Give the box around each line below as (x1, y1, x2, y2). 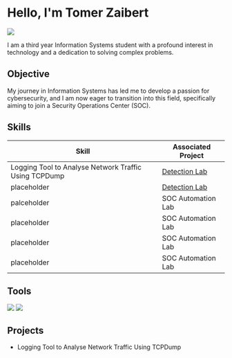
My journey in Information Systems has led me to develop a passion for (7, 87, 210, 95)
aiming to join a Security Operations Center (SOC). (7, 101, 151, 109)
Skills (7, 121, 31, 133)
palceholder (10, 197, 50, 207)
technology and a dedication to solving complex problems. (7, 48, 174, 56)
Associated (172, 142, 211, 152)
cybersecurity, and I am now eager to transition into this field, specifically (7, 93, 216, 102)
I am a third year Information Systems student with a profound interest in (7, 40, 213, 49)
